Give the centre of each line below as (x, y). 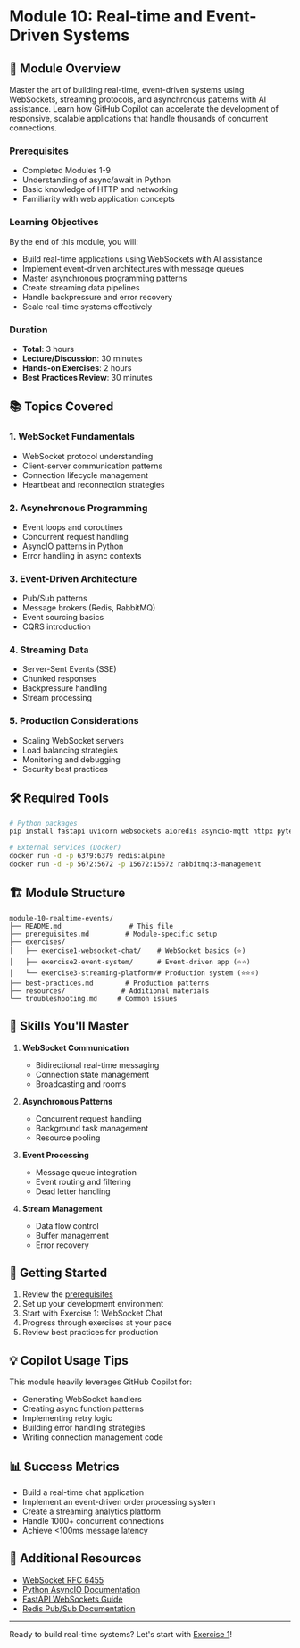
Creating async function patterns (83, 1408)
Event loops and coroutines (72, 527)
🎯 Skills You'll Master (69, 1026)
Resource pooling (68, 1138)
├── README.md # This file (92, 926)
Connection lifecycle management (85, 475)
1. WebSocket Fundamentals (72, 437)
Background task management (92, 1128)
